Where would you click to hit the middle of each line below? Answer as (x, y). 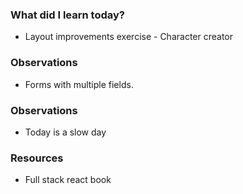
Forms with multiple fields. (79, 84)
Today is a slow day (65, 132)
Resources (37, 158)
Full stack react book (68, 180)
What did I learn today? (67, 15)
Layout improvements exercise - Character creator (129, 37)
